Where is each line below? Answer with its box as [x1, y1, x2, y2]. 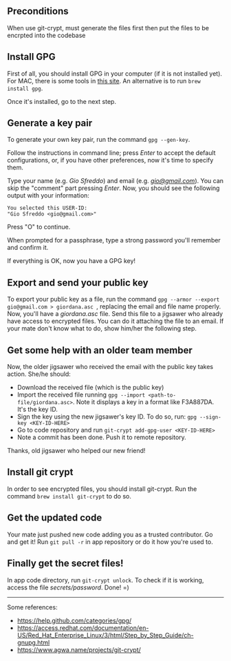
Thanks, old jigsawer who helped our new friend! [7, 447, 146, 455]
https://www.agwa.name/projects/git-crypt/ [16, 645, 141, 653]
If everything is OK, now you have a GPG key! [7, 257, 136, 265]
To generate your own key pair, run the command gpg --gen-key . [7, 136, 190, 144]
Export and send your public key [7, 277, 149, 288]
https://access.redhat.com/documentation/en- [16, 623, 149, 632]
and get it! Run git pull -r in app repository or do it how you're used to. [7, 537, 213, 546]
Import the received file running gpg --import [16, 390, 146, 399]
